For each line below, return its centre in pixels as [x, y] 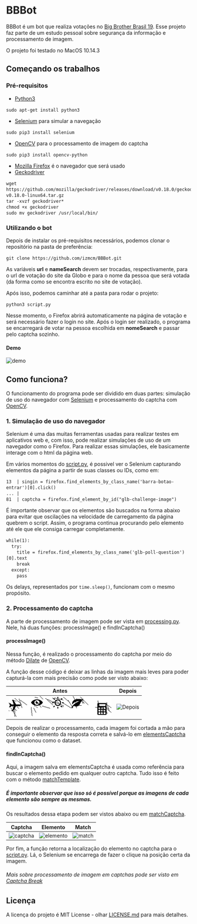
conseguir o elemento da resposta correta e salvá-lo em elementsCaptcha [96, 734]
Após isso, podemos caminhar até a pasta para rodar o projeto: [82, 293]
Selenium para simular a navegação [58, 121]
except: [21, 570]
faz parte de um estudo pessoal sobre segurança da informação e [86, 32]
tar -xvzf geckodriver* [35, 201]
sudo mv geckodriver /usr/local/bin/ [52, 213]
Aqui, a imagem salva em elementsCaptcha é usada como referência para [95, 767]
